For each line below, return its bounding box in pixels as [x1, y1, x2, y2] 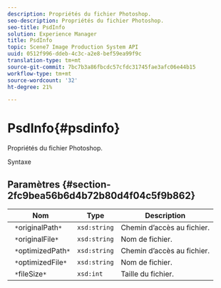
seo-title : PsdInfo [7, 24, 66, 31]
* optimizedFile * [14, 257, 68, 267]
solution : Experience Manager [7, 30, 98, 38]
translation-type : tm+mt [7, 57, 81, 64]
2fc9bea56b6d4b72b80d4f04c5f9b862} [7, 190, 196, 202]
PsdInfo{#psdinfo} [7, 120, 120, 136]
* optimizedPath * [14, 246, 71, 255]
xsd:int [77, 270, 103, 278]
